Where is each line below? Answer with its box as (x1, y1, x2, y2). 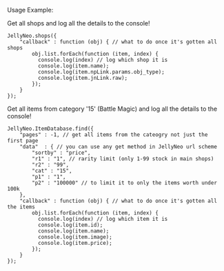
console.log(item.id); (37, 221, 103, 228)
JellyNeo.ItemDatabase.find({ (7, 125, 94, 132)
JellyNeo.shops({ (7, 32, 57, 39)
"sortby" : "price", (32, 149, 91, 156)
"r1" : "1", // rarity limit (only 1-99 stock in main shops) (32, 155, 214, 162)
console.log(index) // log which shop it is (37, 56, 168, 63)
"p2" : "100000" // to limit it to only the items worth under (32, 180, 217, 186)
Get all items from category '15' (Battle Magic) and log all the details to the (7, 105, 218, 113)
